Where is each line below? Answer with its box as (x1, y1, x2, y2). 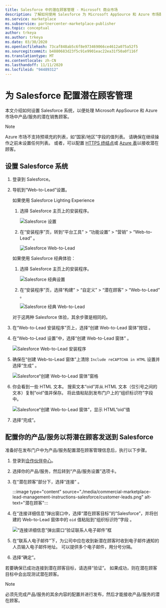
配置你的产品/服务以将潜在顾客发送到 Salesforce (5, 433, 154, 441)
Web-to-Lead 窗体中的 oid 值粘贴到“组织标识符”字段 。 (22, 516, 134, 522)
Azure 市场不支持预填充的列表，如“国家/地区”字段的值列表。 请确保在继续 (5, 133, 155, 139)
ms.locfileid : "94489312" (5, 67, 58, 72)
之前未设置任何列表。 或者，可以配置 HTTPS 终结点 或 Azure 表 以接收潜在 (9, 140, 159, 146)
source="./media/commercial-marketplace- (62, 488, 151, 494)
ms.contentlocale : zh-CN (5, 58, 56, 63)
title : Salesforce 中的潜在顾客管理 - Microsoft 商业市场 (5, 7, 118, 12)
